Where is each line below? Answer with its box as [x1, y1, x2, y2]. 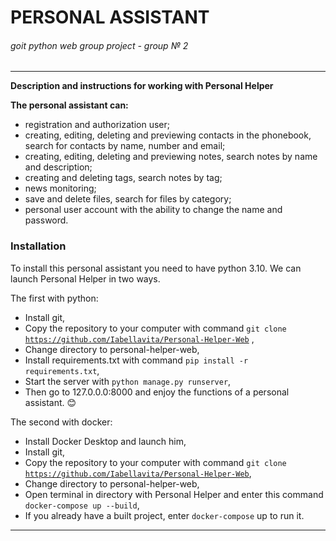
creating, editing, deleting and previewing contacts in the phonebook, [24, 129, 312, 141]
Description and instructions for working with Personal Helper [10, 80, 274, 92]
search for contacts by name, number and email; [24, 140, 226, 152]
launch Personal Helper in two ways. [10, 272, 161, 285]
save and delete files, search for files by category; [24, 193, 232, 205]
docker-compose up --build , [24, 499, 140, 511]
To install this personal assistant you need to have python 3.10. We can [10, 262, 302, 274]
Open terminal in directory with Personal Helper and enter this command [24, 488, 324, 500]
